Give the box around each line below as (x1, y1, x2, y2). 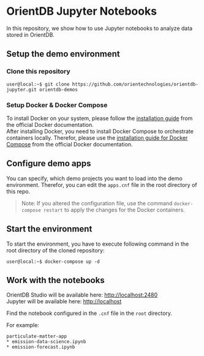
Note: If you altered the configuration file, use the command (21, 199, 173, 206)
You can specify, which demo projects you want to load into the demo (6, 175, 183, 182)
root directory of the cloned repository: (6, 246, 105, 254)
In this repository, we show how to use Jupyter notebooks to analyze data (6, 25, 193, 32)
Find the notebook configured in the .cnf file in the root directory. (6, 309, 173, 317)
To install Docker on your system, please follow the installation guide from (6, 115, 193, 122)
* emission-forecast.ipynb (6, 344, 75, 350)
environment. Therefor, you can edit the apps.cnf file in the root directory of (6, 181, 197, 188)
